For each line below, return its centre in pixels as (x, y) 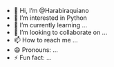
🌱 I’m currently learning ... (50, 25)
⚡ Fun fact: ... (32, 57)
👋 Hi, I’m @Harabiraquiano (51, 11)
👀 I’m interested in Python (50, 18)
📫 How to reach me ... (46, 40)
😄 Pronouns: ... (36, 50)
